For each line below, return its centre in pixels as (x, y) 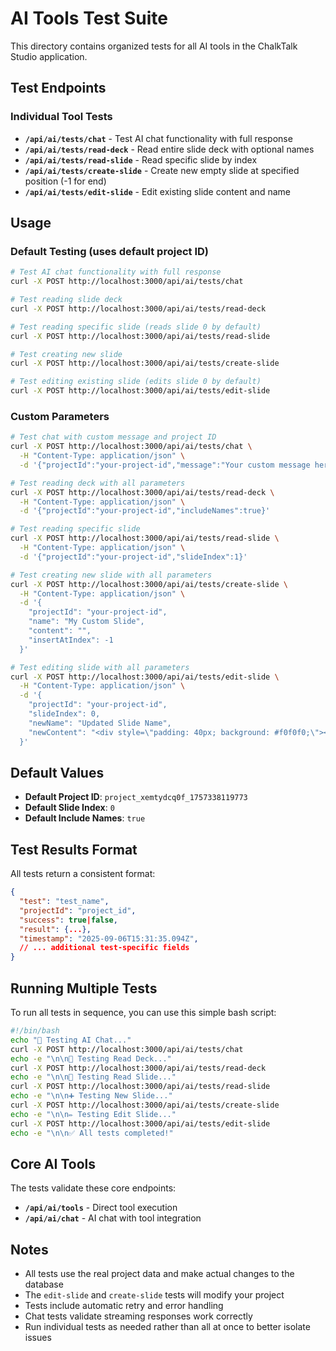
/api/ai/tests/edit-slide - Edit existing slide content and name (157, 191)
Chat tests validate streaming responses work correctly (138, 1316)
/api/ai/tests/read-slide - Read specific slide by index (141, 159)
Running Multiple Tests (84, 988)
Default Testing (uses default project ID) (109, 251)
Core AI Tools (53, 1163)
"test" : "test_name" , (64, 902)
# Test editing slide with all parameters (100, 667)
